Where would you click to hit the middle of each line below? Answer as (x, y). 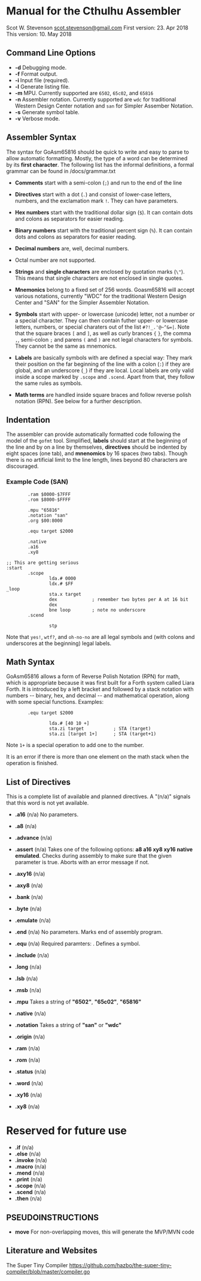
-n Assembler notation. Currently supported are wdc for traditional (95, 99)
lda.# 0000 (63, 578)
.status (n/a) (31, 1072)
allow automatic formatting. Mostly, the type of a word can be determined (97, 158)
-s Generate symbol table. (47, 112)
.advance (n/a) (33, 838)
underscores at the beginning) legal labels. (59, 643)
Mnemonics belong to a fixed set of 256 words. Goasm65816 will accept (105, 289)
